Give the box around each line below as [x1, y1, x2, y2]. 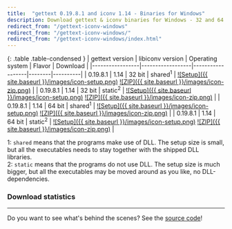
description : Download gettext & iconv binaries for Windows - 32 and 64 [7, 17, 224, 23]
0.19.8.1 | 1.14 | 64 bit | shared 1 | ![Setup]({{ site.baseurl [7, 100, 162, 110]
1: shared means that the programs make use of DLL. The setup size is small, [7, 138, 224, 146]
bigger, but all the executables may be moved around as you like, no [7, 167, 201, 175]
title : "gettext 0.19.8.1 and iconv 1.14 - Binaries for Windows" [7, 10, 206, 17]
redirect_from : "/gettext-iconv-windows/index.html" [7, 36, 162, 43]
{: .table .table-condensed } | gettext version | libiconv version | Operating [7, 54, 217, 63]
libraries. [7, 153, 32, 161]
